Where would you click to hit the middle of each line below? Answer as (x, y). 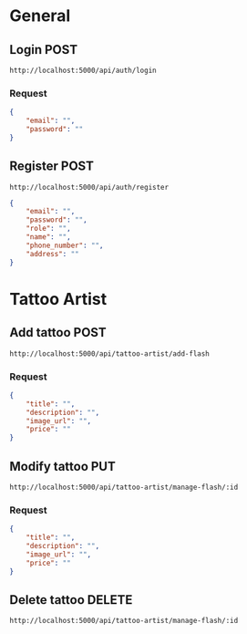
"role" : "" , (48, 229)
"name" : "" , (48, 237)
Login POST (44, 50)
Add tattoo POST (58, 333)
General (40, 16)
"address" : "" (52, 254)
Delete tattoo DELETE (71, 600)
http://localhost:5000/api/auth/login (83, 70)
